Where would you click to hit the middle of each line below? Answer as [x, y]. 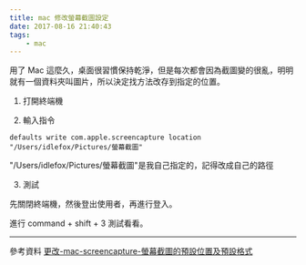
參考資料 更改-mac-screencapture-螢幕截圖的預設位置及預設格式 [131, 251]
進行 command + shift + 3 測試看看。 [79, 223]
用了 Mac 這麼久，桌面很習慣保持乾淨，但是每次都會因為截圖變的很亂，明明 [152, 70]
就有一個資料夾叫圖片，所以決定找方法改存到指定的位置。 [117, 82]
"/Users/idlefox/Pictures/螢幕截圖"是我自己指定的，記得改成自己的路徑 [142, 166]
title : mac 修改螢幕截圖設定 [59, 18]
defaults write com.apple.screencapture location [106, 138]
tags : [20, 35]
